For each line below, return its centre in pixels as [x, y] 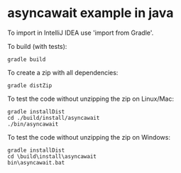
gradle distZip [30, 85]
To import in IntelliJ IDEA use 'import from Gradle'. [81, 33]
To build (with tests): [37, 46]
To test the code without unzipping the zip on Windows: [89, 137]
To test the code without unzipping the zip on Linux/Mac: [90, 99]
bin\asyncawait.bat [36, 162]
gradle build [27, 59]
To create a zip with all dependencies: [63, 72]
